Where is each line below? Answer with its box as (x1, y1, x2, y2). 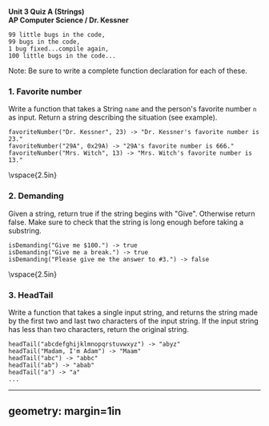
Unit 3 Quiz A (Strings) (8, 7, 85, 16)
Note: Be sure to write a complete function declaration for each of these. (8, 66, 248, 75)
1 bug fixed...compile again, (8, 45, 110, 53)
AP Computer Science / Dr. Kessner (8, 15, 130, 25)
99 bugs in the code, (8, 38, 81, 46)
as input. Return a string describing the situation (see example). (8, 112, 218, 123)
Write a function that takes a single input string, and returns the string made (8, 307, 259, 317)
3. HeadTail (8, 289, 54, 300)
